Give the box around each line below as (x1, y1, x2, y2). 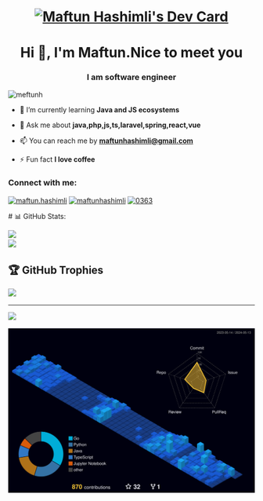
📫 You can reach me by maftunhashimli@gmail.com (19, 136, 193, 145)
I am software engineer (86, 71, 177, 82)
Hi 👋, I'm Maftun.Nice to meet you (20, 44, 243, 62)
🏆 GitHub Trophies (8, 264, 104, 277)
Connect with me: (8, 177, 77, 188)
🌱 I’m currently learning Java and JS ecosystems (19, 104, 180, 114)
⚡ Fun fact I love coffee (19, 154, 95, 164)
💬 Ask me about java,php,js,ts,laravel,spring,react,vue (19, 120, 201, 130)
